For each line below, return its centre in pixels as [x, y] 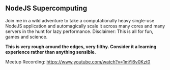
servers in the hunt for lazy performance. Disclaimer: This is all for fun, [79, 31]
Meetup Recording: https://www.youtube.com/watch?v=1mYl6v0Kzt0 [78, 62]
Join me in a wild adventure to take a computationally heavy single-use [80, 20]
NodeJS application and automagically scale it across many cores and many [85, 26]
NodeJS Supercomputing [46, 8]
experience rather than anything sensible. [51, 52]
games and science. [26, 37]
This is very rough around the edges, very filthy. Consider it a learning [81, 46]
